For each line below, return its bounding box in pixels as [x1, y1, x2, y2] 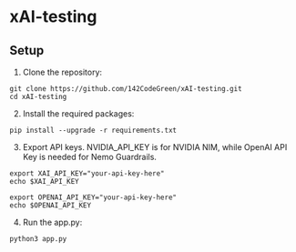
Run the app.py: [22, 217, 83, 227]
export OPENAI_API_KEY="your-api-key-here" [9, 193, 178, 202]
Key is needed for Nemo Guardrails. [22, 152, 158, 162]
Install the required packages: [22, 108, 135, 119]
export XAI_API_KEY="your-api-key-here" [9, 169, 166, 178]
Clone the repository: [22, 66, 103, 77]
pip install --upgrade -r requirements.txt [9, 126, 178, 135]
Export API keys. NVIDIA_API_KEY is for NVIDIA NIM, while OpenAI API [22, 142, 288, 152]
